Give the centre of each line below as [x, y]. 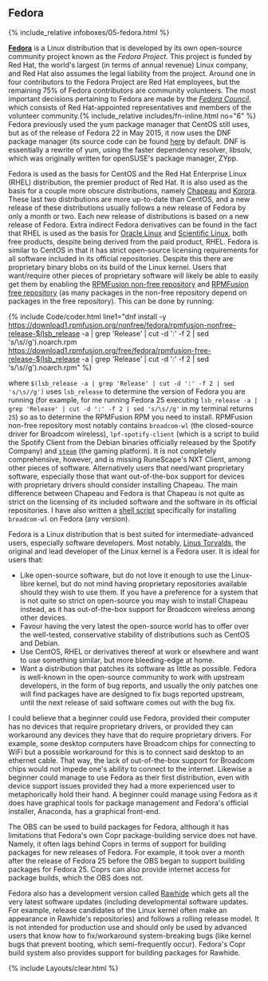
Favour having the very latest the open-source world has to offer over [134, 626]
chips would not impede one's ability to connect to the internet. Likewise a [130, 769]
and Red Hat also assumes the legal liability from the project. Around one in [132, 73]
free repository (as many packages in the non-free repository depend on [128, 292]
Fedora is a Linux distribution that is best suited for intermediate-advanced [131, 534]
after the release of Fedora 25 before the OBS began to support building [127, 860]
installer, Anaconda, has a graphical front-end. [85, 811]
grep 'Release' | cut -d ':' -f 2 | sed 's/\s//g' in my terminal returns [131, 408]
